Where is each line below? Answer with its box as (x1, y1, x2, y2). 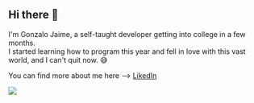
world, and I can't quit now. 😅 (8, 55, 108, 64)
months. (8, 38, 36, 47)
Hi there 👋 (8, 8, 59, 22)
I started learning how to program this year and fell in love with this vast (8, 46, 246, 56)
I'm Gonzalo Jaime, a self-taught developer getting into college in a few (8, 29, 246, 39)
